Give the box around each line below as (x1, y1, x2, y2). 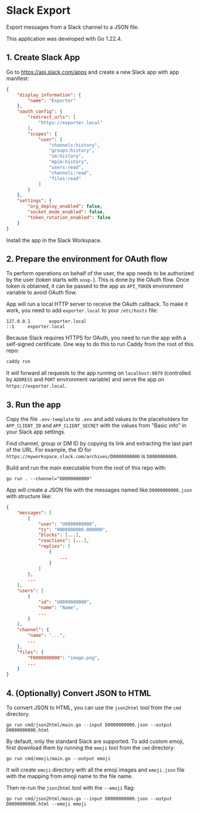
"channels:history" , (48, 142, 100, 148)
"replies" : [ (38, 543, 70, 549)
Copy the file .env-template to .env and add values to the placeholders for (6, 415, 189, 423)
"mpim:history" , (48, 159, 90, 165)
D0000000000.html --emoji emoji (6, 801, 87, 807)
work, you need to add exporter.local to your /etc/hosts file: (6, 307, 158, 314)
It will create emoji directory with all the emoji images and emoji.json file (6, 766, 185, 773)
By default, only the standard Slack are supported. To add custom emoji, (6, 737, 184, 745)
